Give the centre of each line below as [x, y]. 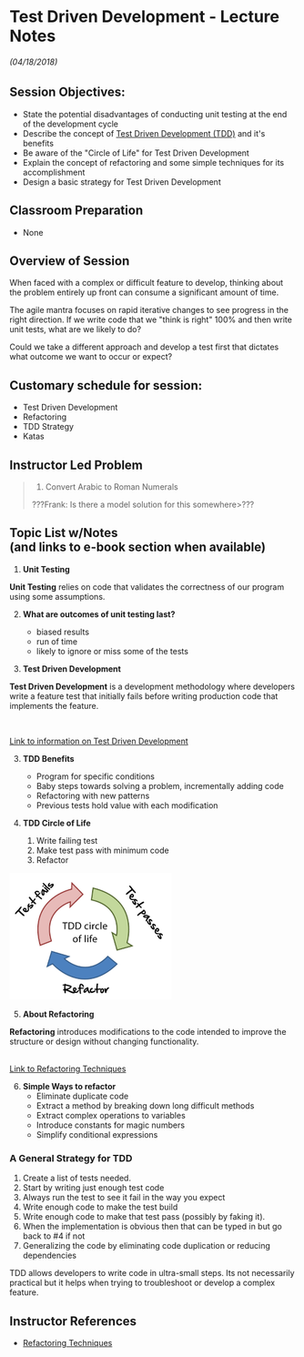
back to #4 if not [54, 1236]
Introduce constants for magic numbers [110, 1125]
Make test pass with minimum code [103, 850]
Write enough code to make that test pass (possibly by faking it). [144, 1217]
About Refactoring [58, 1014]
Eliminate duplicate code [82, 1096]
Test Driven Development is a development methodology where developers [152, 686]
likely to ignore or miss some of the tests [112, 651]
